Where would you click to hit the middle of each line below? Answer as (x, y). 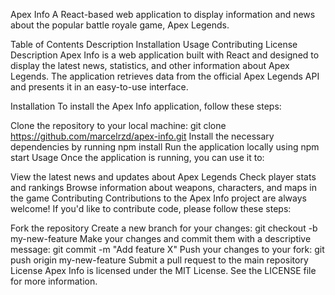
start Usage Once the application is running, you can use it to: (137, 157)
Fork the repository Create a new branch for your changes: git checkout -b (164, 228)
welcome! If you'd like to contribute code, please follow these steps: (151, 208)
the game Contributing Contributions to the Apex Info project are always (158, 198)
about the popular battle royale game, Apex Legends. (120, 25)
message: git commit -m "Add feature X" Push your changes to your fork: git (167, 249)
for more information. (54, 281)
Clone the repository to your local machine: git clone (118, 125)
